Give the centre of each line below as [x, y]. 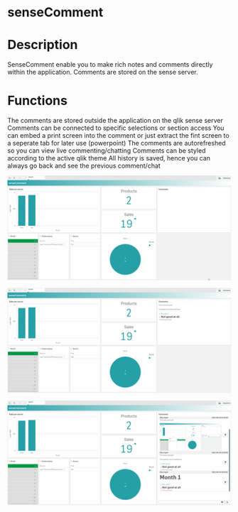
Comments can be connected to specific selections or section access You [116, 128]
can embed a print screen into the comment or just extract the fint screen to [118, 136]
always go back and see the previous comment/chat [84, 166]
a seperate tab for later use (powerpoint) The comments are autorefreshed [117, 143]
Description [43, 45]
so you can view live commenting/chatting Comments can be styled [107, 151]
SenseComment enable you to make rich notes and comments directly [110, 65]
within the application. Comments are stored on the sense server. [103, 72]
